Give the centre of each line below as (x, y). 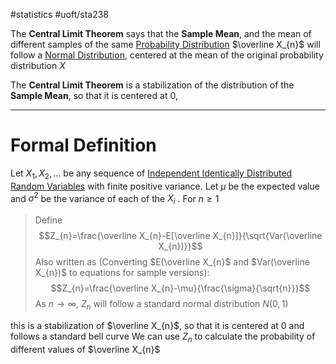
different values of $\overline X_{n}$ (85, 349)
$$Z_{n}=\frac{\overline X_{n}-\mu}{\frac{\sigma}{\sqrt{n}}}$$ (180, 288)
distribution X (38, 65)
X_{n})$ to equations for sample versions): (122, 273)
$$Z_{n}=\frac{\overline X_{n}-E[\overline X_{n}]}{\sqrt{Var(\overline (180, 236)
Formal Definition (83, 145)
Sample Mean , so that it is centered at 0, (94, 95)
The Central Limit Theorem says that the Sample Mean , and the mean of (161, 33)
